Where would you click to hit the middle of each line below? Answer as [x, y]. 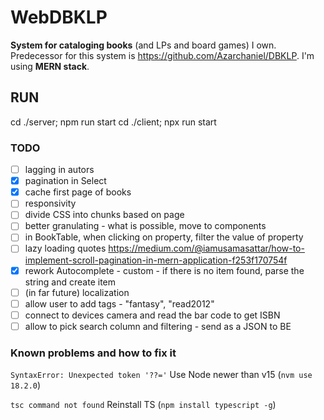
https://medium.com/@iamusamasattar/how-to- [206, 248]
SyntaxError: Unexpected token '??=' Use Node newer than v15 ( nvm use [161, 375]
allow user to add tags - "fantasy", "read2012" [119, 303]
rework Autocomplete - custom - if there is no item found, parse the [164, 270]
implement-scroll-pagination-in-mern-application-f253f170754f [156, 260]
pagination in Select [65, 181]
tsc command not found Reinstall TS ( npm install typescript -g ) [143, 405]
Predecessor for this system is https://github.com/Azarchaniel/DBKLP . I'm [162, 55]
